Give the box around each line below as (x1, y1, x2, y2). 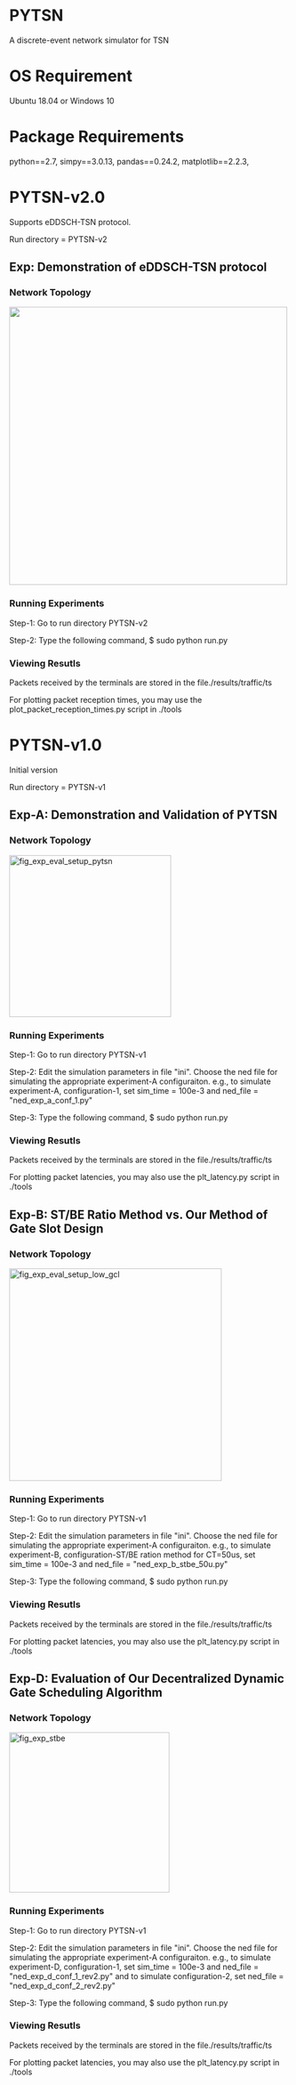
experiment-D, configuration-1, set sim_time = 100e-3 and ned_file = (9, 1961, 260, 1972)
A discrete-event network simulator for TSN (9, 35, 170, 45)
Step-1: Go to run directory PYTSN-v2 (9, 618, 148, 628)
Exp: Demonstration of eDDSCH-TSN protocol (9, 260, 268, 275)
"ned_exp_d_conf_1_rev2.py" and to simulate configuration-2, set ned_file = (9, 1970, 284, 1981)
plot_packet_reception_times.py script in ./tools (9, 704, 182, 715)
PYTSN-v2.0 (9, 188, 106, 207)
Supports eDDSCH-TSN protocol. (9, 216, 132, 227)
